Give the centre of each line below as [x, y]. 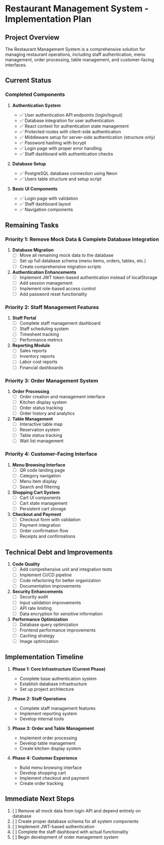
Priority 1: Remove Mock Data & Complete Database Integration [82, 239]
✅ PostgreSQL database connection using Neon [68, 173]
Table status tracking [41, 435]
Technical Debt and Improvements [59, 552]
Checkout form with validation [50, 520]
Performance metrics [41, 340]
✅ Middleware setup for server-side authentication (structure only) [87, 137]
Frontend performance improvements [58, 630]
